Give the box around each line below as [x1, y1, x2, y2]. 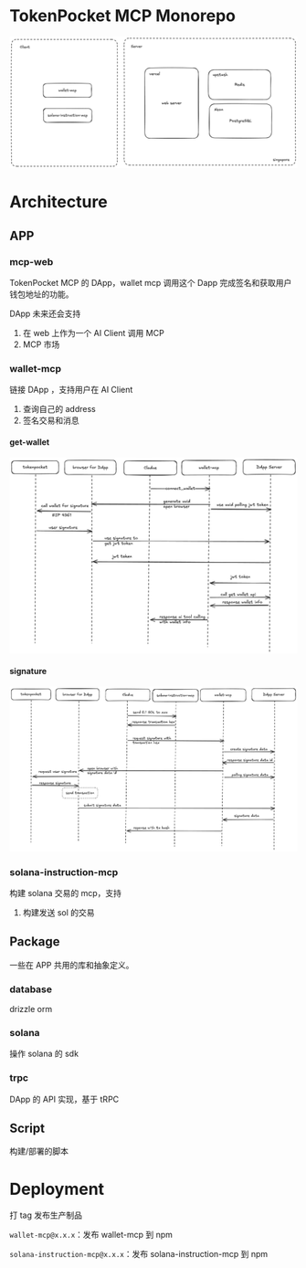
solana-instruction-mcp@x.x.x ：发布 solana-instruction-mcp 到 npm [9, 1249, 269, 1260]
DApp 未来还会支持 [9, 308, 81, 320]
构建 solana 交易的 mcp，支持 [9, 887, 121, 898]
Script [9, 1120, 46, 1136]
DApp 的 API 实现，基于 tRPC [9, 1094, 120, 1104]
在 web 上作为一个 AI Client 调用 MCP [22, 328, 164, 339]
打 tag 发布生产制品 [9, 1210, 82, 1220]
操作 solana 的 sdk [9, 1048, 79, 1060]
